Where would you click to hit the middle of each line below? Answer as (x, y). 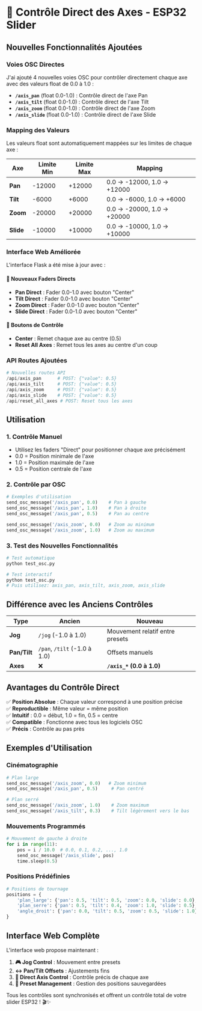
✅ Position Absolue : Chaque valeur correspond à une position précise (94, 701)
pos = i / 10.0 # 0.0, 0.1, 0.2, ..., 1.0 (72, 850)
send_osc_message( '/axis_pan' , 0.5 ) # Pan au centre (78, 514)
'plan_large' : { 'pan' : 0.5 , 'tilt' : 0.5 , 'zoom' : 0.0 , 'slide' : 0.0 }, (107, 900)
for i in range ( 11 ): (32, 845)
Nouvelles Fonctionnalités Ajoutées (74, 47)
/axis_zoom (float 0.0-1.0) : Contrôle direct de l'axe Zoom (85, 108)
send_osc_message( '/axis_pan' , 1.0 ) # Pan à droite (76, 508)
